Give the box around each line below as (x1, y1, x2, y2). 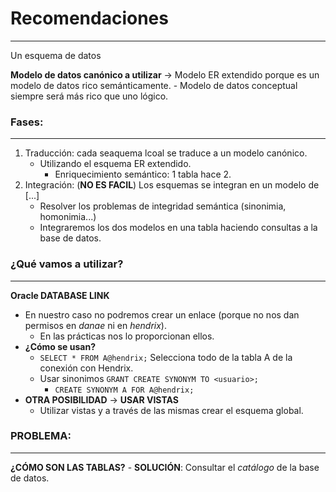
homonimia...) (39, 211, 97, 223)
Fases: (10, 115, 44, 129)
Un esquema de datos (10, 49, 102, 61)
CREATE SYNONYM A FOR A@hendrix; (54, 385, 195, 395)
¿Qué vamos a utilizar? (10, 257, 124, 271)
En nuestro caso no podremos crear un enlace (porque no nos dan (24, 308, 300, 321)
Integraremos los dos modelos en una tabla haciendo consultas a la (39, 222, 318, 234)
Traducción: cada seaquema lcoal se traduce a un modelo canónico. (24, 147, 308, 159)
